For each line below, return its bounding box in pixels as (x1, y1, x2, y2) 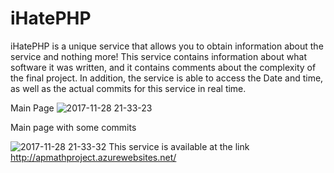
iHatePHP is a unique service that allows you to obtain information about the (10, 40, 324, 52)
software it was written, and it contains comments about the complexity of (10, 61, 317, 73)
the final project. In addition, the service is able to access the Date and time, (10, 72, 324, 84)
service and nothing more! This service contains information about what (10, 50, 307, 62)
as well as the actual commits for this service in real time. (10, 82, 247, 94)
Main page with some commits (10, 121, 137, 133)
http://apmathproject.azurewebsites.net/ (10, 151, 177, 163)
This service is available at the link (108, 140, 250, 152)
